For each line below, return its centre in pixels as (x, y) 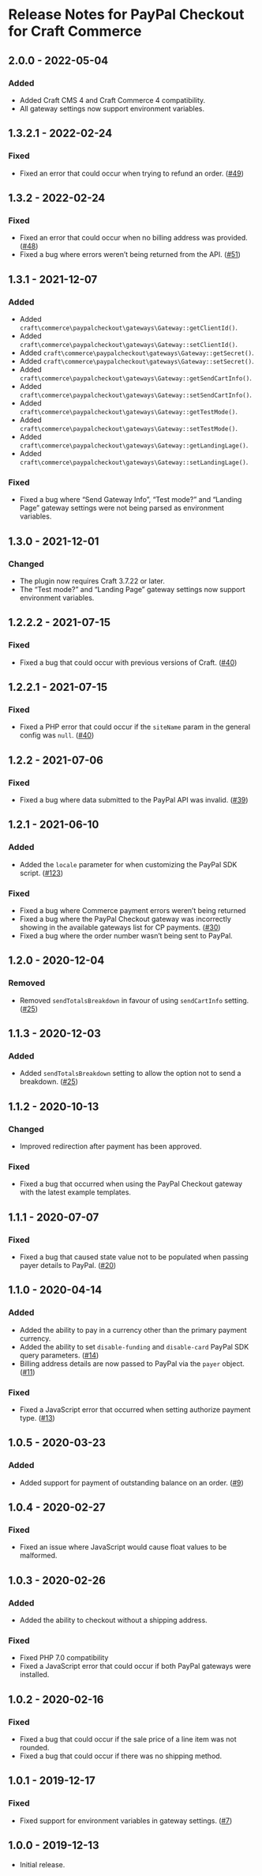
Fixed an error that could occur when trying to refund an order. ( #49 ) (132, 173)
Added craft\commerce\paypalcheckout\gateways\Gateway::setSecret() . (137, 360)
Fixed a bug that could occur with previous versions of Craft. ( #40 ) (128, 662)
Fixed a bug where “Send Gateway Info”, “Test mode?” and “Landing (131, 500)
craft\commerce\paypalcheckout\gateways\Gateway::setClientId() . (129, 344)
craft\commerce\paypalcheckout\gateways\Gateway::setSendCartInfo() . (136, 394)
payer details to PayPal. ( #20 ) (68, 1266)
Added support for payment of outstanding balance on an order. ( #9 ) (132, 1482)
